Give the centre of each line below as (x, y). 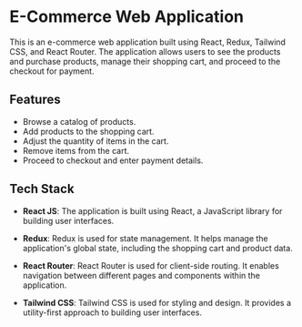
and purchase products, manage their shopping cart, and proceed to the (145, 61)
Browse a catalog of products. (79, 121)
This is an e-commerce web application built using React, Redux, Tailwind (148, 42)
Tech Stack (42, 189)
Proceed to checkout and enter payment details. (113, 160)
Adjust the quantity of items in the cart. (96, 141)
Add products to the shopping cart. (88, 131)
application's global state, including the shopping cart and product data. (157, 248)
